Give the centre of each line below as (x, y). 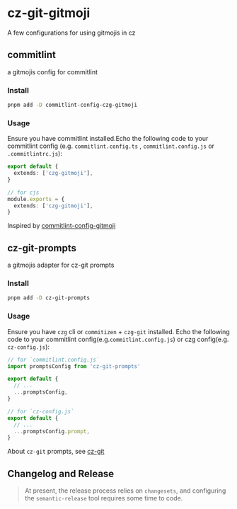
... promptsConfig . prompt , (52, 431)
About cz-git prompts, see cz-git (56, 452)
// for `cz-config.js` (41, 411)
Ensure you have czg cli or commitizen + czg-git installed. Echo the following (118, 331)
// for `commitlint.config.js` (53, 360)
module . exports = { (36, 199)
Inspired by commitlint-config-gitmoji (62, 226)
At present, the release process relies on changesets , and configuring (125, 491)
